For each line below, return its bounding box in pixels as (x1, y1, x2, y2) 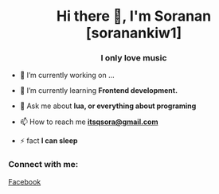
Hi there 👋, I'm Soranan (56, 7, 212, 25)
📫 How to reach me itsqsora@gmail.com (19, 117, 158, 126)
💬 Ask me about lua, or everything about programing (19, 101, 197, 111)
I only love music (100, 52, 167, 64)
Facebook (8, 177, 41, 186)
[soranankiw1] (85, 24, 182, 42)
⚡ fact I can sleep (19, 136, 78, 145)
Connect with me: (8, 159, 79, 170)
